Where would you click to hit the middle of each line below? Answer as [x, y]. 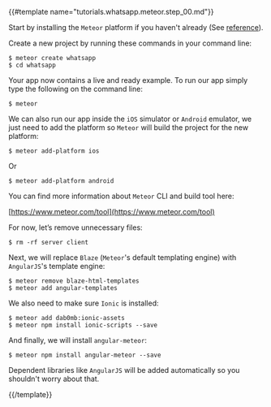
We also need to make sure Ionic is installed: [84, 303]
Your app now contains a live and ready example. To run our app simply [128, 80]
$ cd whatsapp [32, 65]
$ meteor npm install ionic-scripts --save [83, 325]
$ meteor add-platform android [61, 181]
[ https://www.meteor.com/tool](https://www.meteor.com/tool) [112, 212]
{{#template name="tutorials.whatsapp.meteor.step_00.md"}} [111, 12]
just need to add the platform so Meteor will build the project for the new [129, 128]
